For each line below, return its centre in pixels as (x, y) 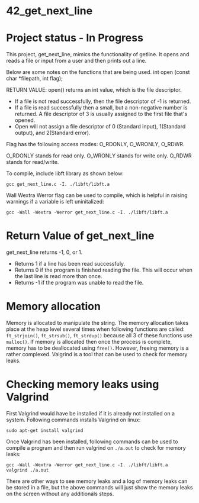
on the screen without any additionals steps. (60, 494)
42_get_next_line (49, 11)
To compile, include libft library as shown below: (65, 173)
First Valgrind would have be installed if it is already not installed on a (90, 413)
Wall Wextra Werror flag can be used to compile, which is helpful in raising (97, 195)
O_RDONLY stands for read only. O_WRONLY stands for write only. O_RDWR (99, 156)
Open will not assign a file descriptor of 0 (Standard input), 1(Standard (100, 127)
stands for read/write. (33, 162)
